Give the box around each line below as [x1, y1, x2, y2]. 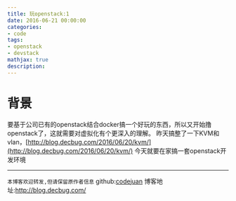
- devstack [7, 50, 39, 57]
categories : [7, 23, 42, 30]
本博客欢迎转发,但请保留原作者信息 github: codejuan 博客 [7, 177, 157, 185]
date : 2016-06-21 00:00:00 [7, 17, 86, 24]
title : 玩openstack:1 [7, 10, 70, 18]
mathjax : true [7, 56, 49, 63]
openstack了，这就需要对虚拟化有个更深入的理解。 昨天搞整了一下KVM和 [7, 128, 220, 138]
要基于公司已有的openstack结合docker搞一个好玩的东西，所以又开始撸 [7, 120, 212, 128]
